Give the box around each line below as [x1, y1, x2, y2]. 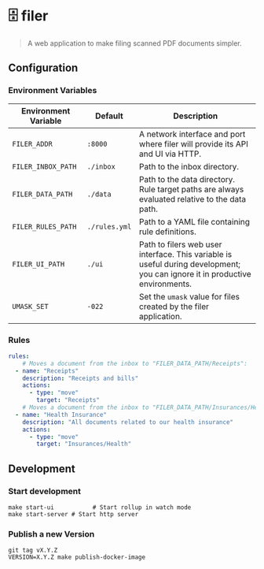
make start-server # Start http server [8, 510, 139, 518]
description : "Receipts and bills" [22, 374, 139, 382]
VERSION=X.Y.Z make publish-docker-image [8, 553, 146, 561]
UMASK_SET [12, 302, 49, 311]
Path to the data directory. [138, 173, 236, 184]
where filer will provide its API [138, 138, 249, 149]
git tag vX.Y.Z [8, 546, 58, 555]
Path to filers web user [138, 239, 222, 250]
